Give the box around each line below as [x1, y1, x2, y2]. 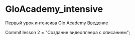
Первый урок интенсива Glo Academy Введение [5, 20, 108, 26]
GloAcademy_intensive [5, 3, 103, 15]
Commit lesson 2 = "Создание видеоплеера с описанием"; [5, 29, 130, 35]
